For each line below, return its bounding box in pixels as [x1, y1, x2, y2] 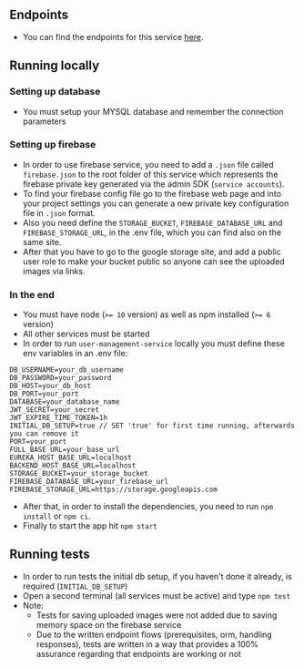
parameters [22, 116, 66, 127]
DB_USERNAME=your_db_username [9, 365, 125, 375]
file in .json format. [22, 207, 96, 218]
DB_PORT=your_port [9, 389, 79, 399]
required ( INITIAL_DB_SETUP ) [22, 581, 128, 591]
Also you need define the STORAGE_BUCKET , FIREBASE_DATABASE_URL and [22, 217, 283, 228]
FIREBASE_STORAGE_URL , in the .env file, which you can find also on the [22, 227, 282, 238]
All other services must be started [22, 328, 150, 340]
